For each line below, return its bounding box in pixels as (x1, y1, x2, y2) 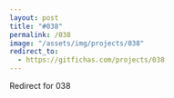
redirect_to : (9, 47, 59, 56)
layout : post (9, 13, 59, 23)
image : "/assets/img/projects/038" (9, 38, 145, 48)
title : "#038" (9, 22, 64, 31)
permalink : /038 (9, 30, 71, 39)
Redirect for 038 (9, 81, 71, 91)
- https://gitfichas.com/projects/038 (17, 55, 166, 64)
